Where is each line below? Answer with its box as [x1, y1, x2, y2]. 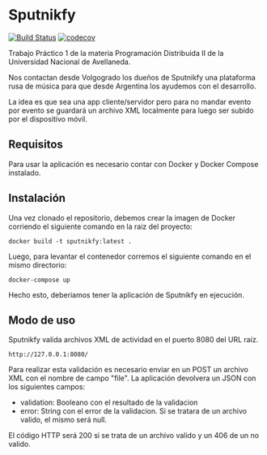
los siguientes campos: [8, 382, 86, 392]
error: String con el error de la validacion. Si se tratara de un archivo [19, 406, 248, 416]
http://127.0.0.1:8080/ [8, 350, 89, 358]
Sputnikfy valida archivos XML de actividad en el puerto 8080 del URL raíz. [8, 335, 259, 345]
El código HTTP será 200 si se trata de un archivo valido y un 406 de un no [8, 431, 260, 440]
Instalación [8, 191, 66, 205]
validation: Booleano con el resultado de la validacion [19, 397, 198, 407]
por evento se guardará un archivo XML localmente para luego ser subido [8, 105, 254, 115]
